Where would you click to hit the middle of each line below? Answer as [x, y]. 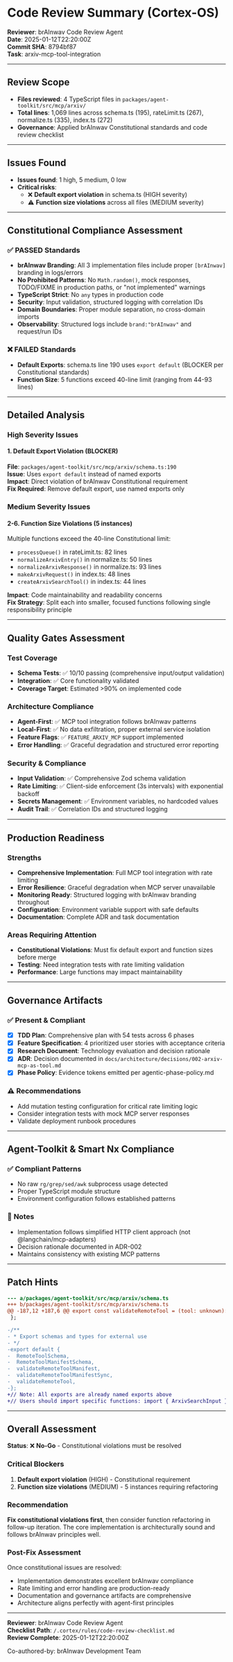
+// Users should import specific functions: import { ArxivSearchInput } [118, 1401]
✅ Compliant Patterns [44, 1169]
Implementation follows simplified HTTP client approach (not [104, 1231]
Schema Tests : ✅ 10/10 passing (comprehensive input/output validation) [121, 673]
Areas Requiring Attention [52, 935]
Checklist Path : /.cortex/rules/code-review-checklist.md [91, 1630]
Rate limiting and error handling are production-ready [93, 1589]
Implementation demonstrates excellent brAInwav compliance [105, 1581]
